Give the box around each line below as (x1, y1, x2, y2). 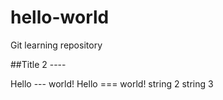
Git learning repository (10, 39, 103, 51)
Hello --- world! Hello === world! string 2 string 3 (10, 77, 214, 90)
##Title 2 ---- (10, 58, 67, 70)
